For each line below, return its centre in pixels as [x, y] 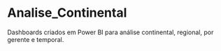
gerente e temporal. [36, 39]
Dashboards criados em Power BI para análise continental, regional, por [110, 32]
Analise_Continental [67, 13]
